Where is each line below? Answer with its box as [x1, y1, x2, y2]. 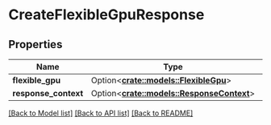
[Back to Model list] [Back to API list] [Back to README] [8, 108, 194, 118]
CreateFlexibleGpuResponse [8, 6, 205, 24]
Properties [8, 38, 63, 51]
